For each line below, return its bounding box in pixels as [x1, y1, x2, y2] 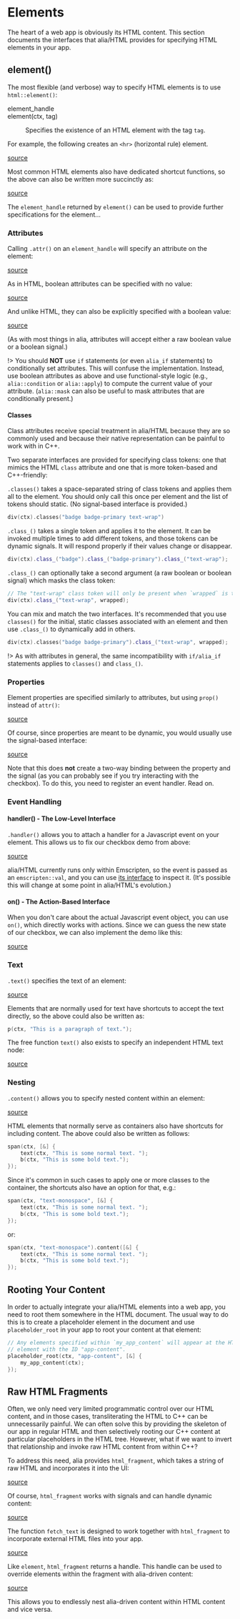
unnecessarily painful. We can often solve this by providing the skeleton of [7, 1420, 227, 1428]
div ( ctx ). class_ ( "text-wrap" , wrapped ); [7, 596, 130, 604]
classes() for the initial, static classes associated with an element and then [7, 617, 229, 625]
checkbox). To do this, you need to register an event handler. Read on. [7, 778, 214, 787]
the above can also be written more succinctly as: [7, 174, 154, 183]
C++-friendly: [7, 471, 48, 480]
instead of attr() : [7, 700, 60, 709]
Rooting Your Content [7, 1284, 106, 1296]
